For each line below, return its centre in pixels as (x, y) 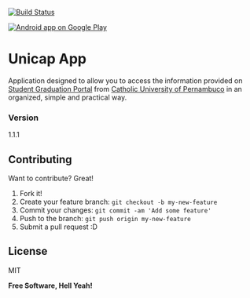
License (28, 251)
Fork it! (31, 194)
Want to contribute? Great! (51, 178)
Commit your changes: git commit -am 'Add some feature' (116, 210)
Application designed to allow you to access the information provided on (125, 80)
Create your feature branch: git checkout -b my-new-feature (118, 202)
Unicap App (48, 59)
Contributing (40, 160)
